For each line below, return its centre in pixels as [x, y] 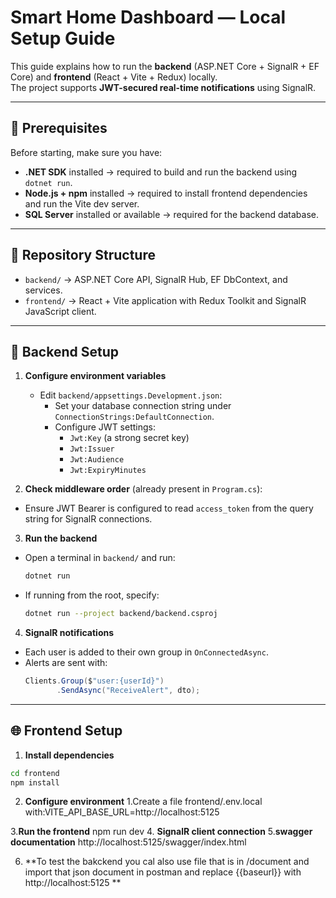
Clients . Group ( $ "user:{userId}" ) [94, 681]
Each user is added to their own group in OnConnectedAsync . [146, 652]
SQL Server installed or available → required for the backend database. [172, 214]
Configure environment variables [95, 376]
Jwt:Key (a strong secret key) [129, 438]
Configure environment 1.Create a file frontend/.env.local [143, 802]
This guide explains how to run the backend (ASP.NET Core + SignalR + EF [165, 66]
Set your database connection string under [143, 406]
